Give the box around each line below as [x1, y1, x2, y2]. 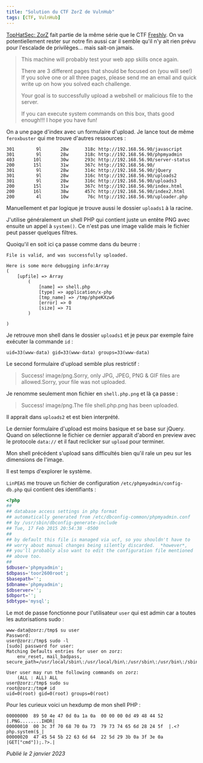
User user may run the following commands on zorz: [6, 669, 139, 676]
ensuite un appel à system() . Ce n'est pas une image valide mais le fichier [6, 222, 190, 229]
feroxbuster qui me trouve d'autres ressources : [6, 134, 126, 142]
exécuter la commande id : [6, 337, 74, 345]
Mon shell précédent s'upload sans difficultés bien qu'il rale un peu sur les [6, 449, 192, 456]
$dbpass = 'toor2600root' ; [6, 570, 69, 576]
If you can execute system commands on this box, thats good [21, 110, 175, 117]
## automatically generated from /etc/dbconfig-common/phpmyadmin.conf [6, 514, 190, 520]
